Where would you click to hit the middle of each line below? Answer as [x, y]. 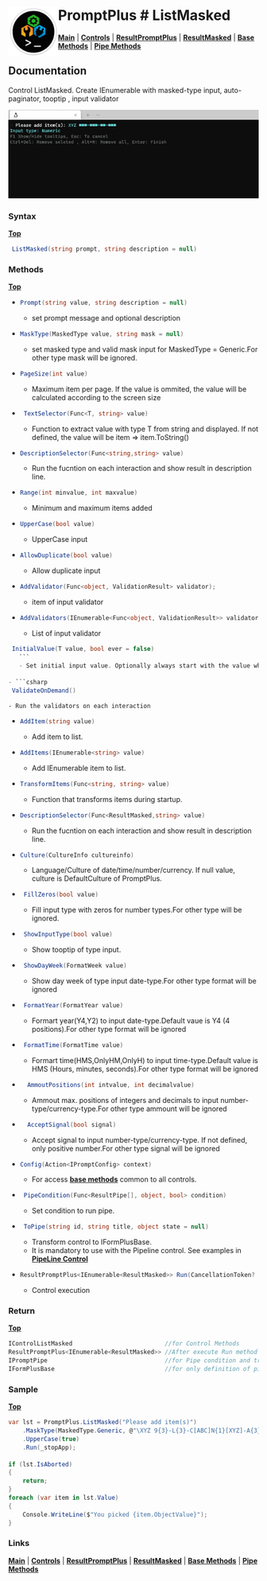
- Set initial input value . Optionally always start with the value [134, 666]
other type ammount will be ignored [169, 1108]
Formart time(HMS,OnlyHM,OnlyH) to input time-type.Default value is [145, 1060]
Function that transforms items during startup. [107, 799]
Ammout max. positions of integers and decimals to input [125, 1100]
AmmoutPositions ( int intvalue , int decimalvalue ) [111, 1085]
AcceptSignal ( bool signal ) [72, 1124]
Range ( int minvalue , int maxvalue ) [79, 493]
